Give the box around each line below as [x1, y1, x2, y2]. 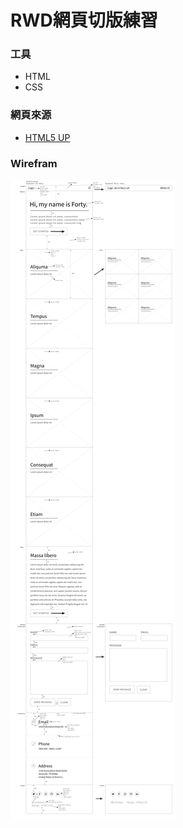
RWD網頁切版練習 [10, 9, 158, 32]
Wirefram [10, 156, 58, 170]
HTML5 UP [24, 131, 71, 143]
